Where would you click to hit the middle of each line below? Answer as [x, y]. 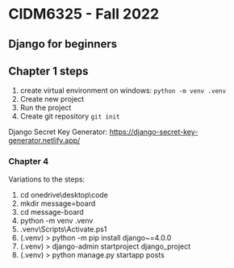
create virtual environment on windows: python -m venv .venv [123, 90]
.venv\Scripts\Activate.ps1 [63, 229]
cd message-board [52, 211]
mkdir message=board [58, 203]
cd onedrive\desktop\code [64, 195]
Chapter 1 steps [48, 71]
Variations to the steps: [47, 179]
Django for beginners [63, 44]
